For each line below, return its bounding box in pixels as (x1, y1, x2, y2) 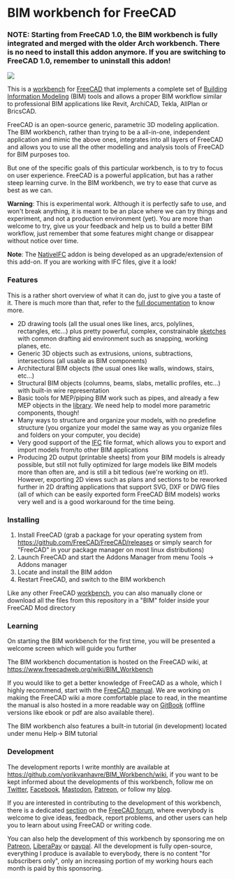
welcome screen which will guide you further (7, 644, 137, 653)
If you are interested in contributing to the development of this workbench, (7, 798, 222, 807)
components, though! (17, 408, 80, 417)
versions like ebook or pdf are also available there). (7, 709, 155, 717)
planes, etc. (17, 341, 52, 350)
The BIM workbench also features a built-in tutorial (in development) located (7, 722, 227, 730)
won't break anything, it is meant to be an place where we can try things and (7, 207, 228, 216)
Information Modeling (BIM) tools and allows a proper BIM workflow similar (7, 92, 222, 101)
